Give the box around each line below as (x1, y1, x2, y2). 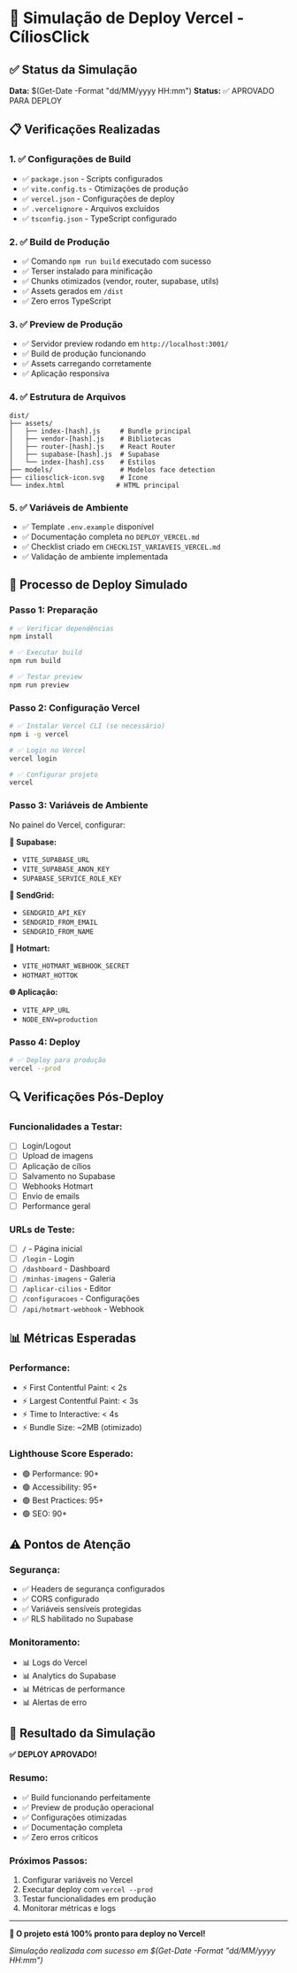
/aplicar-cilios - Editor (21, 1283, 111, 1294)
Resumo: (9, 1772, 49, 1784)
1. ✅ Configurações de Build (9, 153, 132, 166)
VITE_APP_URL (21, 1006, 71, 1014)
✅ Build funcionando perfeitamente (21, 1792, 151, 1802)
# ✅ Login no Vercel (9, 745, 87, 755)
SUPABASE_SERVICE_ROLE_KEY (21, 874, 122, 883)
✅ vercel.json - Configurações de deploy (21, 193, 175, 204)
